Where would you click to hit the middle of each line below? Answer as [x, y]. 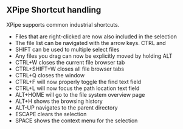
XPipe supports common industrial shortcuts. [63, 24]
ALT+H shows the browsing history [59, 101]
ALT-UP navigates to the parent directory [66, 107]
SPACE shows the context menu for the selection [76, 120]
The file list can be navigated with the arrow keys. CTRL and [90, 43]
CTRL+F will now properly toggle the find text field [78, 82]
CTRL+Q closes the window [50, 75]
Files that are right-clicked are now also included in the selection [96, 37]
